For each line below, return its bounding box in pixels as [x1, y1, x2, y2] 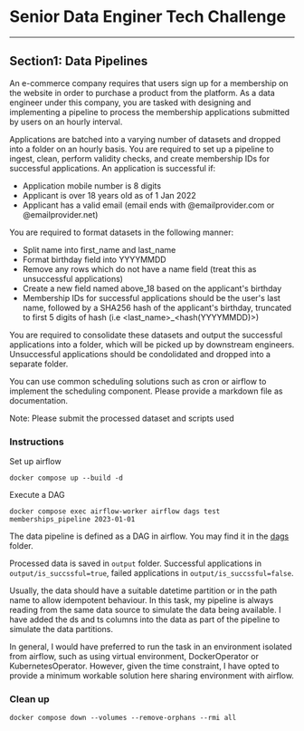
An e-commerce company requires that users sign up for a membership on [9, 77, 289, 88]
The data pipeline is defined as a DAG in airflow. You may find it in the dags [9, 531, 290, 541]
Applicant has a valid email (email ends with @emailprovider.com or [22, 200, 275, 210]
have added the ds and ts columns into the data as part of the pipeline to [9, 614, 280, 625]
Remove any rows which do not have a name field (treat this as [22, 263, 257, 274]
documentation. [9, 395, 69, 405]
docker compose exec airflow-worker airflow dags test [9, 507, 221, 516]
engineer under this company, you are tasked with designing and [9, 97, 252, 108]
